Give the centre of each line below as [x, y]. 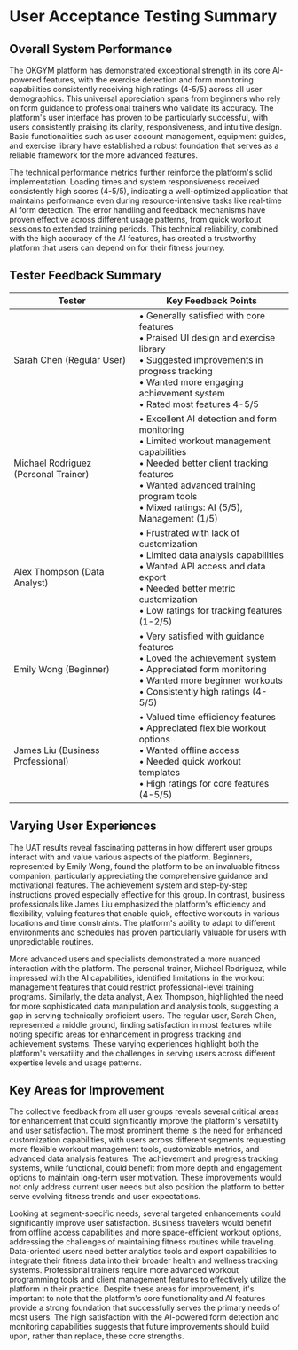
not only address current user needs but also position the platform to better [147, 1187]
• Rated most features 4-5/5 [199, 404]
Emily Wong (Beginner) [62, 669]
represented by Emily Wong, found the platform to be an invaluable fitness [145, 866]
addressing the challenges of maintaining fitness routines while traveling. [143, 1242]
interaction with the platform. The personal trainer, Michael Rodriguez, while [148, 968]
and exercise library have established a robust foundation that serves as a [144, 145]
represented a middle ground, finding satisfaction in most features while [141, 1024]
